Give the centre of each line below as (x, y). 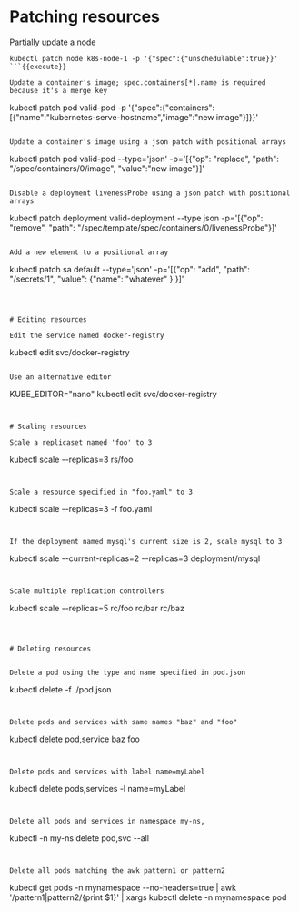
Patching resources (85, 17)
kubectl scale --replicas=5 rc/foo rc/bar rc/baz (97, 608)
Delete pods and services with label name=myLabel (107, 772)
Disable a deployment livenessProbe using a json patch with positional (150, 193)
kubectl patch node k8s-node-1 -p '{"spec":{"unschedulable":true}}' (144, 58)
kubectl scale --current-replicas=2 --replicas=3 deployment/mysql (135, 558)
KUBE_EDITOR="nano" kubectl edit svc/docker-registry (114, 394)
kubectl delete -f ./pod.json (60, 689)
